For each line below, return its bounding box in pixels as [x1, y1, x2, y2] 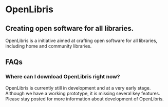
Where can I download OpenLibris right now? [5, 73, 120, 80]
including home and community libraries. [5, 43, 92, 49]
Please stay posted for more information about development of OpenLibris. [5, 96, 164, 102]
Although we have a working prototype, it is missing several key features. [5, 90, 160, 96]
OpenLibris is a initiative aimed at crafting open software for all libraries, [5, 37, 158, 44]
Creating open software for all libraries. [5, 24, 134, 33]
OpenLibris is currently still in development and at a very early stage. [5, 84, 151, 91]
